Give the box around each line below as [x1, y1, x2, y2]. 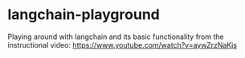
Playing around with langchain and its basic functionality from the [7, 32, 224, 41]
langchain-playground [7, 6, 160, 24]
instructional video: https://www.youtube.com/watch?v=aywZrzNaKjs [7, 40, 238, 49]
